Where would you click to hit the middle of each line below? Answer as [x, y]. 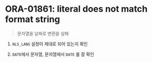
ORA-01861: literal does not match [76, 9]
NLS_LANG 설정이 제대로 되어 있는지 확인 [50, 44]
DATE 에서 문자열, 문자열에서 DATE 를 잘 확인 [53, 54]
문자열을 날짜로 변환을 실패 [43, 33]
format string [33, 19]
